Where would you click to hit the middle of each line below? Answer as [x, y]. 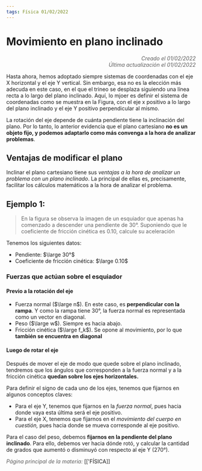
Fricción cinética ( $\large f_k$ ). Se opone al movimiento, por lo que [98, 330]
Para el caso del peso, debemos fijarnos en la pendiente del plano [89, 437]
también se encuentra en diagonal [58, 336]
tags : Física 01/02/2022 [37, 12]
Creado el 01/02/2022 [168, 58]
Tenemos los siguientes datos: [44, 243]
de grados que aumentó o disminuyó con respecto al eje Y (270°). [88, 449]
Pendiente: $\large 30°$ [45, 255]
